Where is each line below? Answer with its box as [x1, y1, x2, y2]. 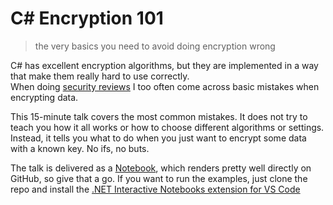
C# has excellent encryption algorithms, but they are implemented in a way [10, 59, 319, 71]
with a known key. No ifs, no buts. [10, 142, 150, 154]
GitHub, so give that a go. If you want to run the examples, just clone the [10, 172, 308, 184]
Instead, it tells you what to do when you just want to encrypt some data [10, 132, 307, 144]
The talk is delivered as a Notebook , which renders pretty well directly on [10, 162, 312, 174]
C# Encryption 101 [10, 7, 164, 30]
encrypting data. [10, 91, 79, 103]
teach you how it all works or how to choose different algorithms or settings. [10, 121, 325, 133]
